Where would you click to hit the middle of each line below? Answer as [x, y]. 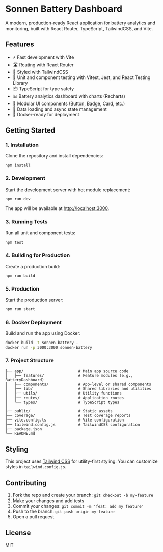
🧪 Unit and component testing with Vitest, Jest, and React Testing [81, 77]
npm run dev [18, 199]
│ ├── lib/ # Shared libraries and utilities [78, 389]
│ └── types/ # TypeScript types [62, 402]
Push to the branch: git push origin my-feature [63, 511]
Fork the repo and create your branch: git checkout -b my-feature [83, 495]
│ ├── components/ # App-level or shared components [78, 385]
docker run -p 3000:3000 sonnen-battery [49, 348]
